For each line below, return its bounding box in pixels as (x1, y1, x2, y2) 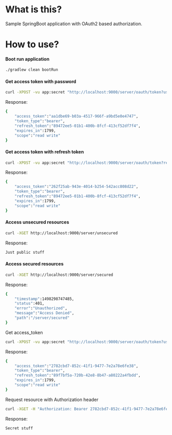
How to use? (5, 39, 59, 50)
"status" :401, (14, 301, 45, 306)
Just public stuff (5, 250, 45, 255)
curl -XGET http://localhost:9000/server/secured (5, 272, 114, 277)
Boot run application (5, 55, 50, 62)
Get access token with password (5, 78, 77, 84)
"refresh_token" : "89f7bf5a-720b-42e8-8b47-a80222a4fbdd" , (14, 373, 141, 378)
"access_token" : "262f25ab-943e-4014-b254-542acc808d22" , (14, 184, 139, 190)
